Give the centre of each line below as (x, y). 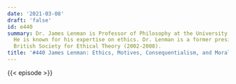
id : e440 (20, 27)
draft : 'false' (29, 20)
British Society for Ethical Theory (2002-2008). (87, 46)
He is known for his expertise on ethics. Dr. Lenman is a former (113, 40)
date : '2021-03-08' (36, 14)
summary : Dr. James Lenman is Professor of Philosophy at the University (118, 33)
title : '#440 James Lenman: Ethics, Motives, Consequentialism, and (110, 53)
